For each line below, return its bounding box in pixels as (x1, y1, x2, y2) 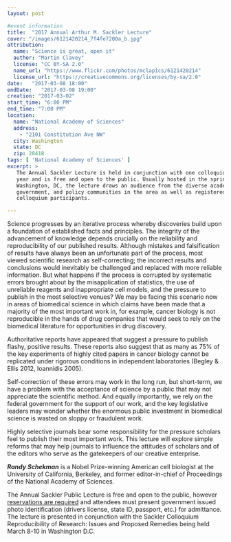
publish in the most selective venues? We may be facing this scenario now (7, 293, 218, 301)
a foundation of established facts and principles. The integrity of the (7, 227, 200, 236)
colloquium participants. (16, 195, 91, 202)
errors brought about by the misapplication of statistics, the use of (7, 278, 195, 286)
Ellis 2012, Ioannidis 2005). (7, 365, 84, 373)
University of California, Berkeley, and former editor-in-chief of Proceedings (7, 470, 223, 478)
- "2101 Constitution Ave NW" (19, 131, 107, 138)
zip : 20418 (13, 150, 45, 157)
